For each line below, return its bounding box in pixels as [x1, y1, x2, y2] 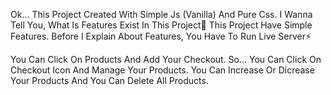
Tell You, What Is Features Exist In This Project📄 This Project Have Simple [10, 19, 313, 31]
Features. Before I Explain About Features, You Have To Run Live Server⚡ [10, 30, 312, 42]
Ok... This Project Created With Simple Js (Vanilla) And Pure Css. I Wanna [10, 9, 313, 20]
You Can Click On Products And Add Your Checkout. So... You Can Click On [10, 54, 322, 65]
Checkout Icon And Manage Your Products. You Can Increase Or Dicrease [10, 64, 315, 76]
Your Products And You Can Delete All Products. [10, 75, 209, 86]
